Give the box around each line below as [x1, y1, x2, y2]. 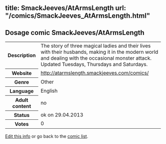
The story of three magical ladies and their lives [40, 42, 151, 49]
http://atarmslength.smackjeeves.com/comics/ [40, 69, 149, 76]
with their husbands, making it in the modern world [40, 49, 159, 56]
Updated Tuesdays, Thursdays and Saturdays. [40, 61, 148, 68]
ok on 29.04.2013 [40, 111, 83, 118]
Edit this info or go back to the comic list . [5, 133, 88, 139]
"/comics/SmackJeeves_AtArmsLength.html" [5, 12, 151, 20]
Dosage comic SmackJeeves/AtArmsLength [5, 28, 145, 36]
